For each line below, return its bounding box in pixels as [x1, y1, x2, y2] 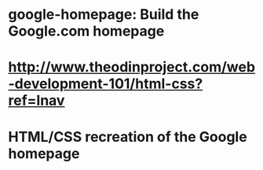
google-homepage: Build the [8, 6, 199, 24]
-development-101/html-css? [8, 75, 203, 93]
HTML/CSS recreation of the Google [8, 128, 247, 146]
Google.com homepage [8, 22, 165, 40]
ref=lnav [8, 92, 65, 109]
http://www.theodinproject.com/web [8, 58, 256, 76]
